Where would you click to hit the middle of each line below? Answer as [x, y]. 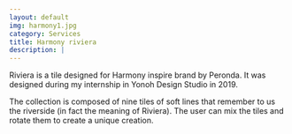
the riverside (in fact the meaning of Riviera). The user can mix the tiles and [147, 111]
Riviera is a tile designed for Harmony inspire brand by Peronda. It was [138, 75]
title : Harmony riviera [53, 42]
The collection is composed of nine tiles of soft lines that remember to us [142, 101]
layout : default [39, 17]
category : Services [45, 33]
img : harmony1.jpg [43, 26]
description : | [37, 50]
